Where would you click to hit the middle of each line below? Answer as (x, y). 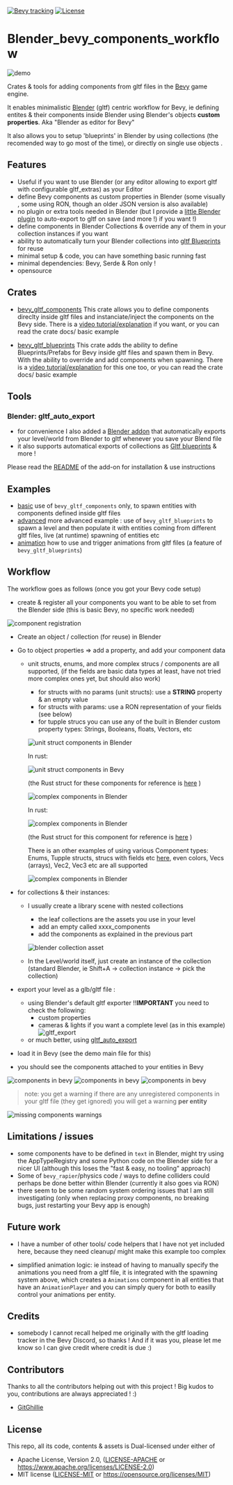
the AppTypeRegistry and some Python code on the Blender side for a (117, 1160)
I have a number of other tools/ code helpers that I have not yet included (121, 1244)
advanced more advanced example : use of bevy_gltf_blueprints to (115, 521)
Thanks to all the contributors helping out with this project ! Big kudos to (111, 1387)
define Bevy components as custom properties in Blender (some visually (121, 196)
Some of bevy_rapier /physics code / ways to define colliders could (113, 1175)
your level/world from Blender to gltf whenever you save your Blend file (119, 439)
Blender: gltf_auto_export (51, 416)
